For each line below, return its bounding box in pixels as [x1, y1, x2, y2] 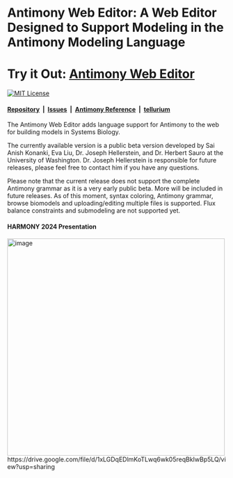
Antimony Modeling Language [7, 35, 186, 50]
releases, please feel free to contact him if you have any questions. [7, 163, 200, 172]
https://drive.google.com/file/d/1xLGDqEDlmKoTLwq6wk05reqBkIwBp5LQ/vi [7, 455, 226, 463]
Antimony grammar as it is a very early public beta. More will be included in [7, 184, 223, 192]
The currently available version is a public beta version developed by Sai [7, 141, 215, 150]
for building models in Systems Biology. [7, 128, 120, 136]
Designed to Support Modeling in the [7, 19, 224, 35]
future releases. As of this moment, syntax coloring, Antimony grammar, [7, 192, 214, 200]
